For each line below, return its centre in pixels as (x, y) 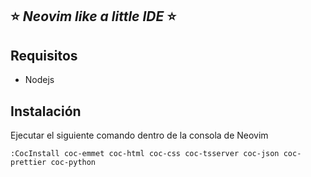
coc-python (73, 163)
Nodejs (39, 80)
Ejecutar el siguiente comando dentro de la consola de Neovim (139, 135)
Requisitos (44, 55)
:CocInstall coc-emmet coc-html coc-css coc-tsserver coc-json (145, 154)
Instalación (46, 111)
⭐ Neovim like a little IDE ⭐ (93, 16)
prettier (28, 163)
